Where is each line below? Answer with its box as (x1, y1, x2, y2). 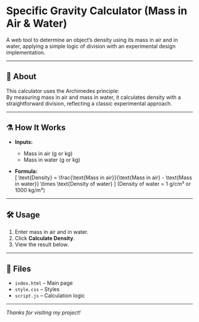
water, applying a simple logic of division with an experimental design (6, 43, 176, 50)
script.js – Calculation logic (14, 292, 85, 300)
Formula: (14, 168, 38, 175)
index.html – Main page (14, 279, 73, 286)
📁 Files (6, 263, 31, 273)
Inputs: (14, 138, 33, 146)
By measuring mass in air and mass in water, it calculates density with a (6, 94, 181, 101)
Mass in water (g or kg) (23, 156, 81, 163)
